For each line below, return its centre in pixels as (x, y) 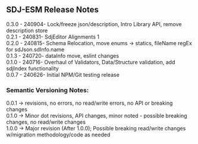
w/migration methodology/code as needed (58, 135)
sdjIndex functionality (33, 68)
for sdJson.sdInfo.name (35, 49)
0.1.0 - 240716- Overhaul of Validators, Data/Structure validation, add (91, 62)
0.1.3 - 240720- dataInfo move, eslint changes (63, 55)
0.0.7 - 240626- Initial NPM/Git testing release (63, 74)
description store (27, 30)
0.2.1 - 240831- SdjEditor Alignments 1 (53, 37)
